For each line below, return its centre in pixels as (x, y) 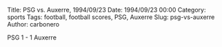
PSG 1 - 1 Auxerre (32, 37)
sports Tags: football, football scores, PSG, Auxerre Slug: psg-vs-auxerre (111, 17)
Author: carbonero (33, 24)
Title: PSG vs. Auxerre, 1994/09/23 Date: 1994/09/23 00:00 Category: (107, 10)
